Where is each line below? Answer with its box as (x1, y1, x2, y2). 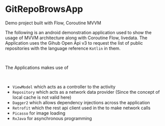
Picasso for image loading (12, 110, 66, 116)
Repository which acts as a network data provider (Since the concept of (12, 89, 160, 95)
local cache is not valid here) (12, 94, 72, 100)
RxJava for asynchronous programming (12, 115, 92, 121)
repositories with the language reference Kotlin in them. (5, 45, 121, 51)
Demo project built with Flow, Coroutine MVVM (5, 20, 101, 26)
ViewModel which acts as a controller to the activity (12, 83, 116, 90)
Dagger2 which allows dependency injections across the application (12, 99, 150, 105)
